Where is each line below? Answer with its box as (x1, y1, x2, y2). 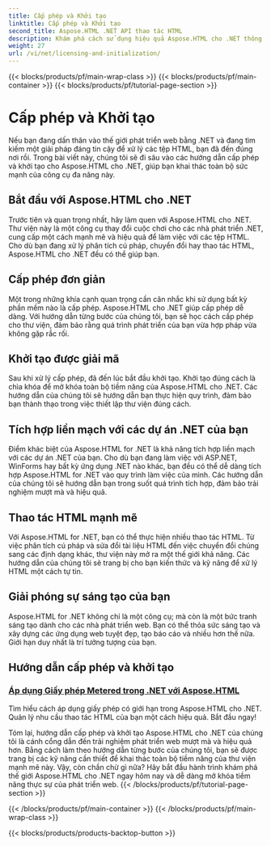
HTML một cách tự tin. (8, 567, 83, 576)
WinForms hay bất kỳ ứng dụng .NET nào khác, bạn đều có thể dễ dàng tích (8, 461, 261, 471)
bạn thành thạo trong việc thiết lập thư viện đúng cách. (8, 399, 192, 409)
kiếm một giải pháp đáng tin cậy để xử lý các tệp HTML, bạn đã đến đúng (8, 143, 253, 154)
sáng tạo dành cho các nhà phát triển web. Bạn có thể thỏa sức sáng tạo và (8, 620, 260, 630)
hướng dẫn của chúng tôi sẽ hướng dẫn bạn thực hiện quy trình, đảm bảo (8, 390, 252, 401)
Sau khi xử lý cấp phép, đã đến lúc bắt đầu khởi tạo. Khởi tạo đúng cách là (8, 373, 256, 383)
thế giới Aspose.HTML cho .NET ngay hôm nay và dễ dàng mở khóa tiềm (8, 771, 251, 780)
